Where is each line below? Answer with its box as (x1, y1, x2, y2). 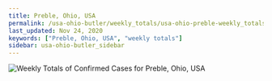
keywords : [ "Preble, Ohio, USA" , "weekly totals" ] (8, 34, 183, 43)
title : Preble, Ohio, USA (8, 11, 96, 20)
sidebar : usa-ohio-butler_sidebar (8, 42, 125, 50)
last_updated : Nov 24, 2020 (8, 26, 104, 34)
